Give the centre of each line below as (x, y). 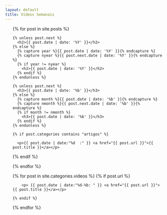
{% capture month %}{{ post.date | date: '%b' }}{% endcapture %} (87, 99)
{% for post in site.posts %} (41, 28)
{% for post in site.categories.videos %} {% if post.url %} (71, 176)
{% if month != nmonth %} (44, 112)
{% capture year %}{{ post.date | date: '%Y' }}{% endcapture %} (86, 51)
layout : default (22, 10)
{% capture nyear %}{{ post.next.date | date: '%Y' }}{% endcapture (90, 55)
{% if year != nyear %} (42, 64)
